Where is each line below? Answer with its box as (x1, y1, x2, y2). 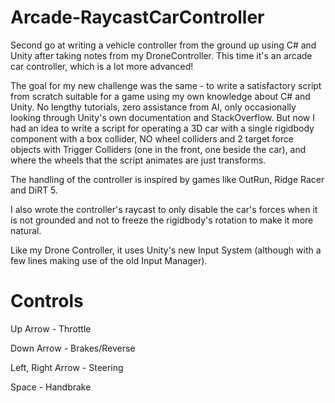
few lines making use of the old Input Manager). (10, 254, 208, 266)
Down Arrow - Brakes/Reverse (10, 342, 136, 354)
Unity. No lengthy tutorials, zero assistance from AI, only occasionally (10, 101, 297, 113)
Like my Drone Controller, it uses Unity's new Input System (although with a (10, 244, 322, 256)
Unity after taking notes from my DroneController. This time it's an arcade (10, 49, 313, 61)
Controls (10, 290, 84, 313)
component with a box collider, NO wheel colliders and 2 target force (10, 132, 294, 145)
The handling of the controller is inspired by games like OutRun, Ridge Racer (10, 173, 325, 185)
